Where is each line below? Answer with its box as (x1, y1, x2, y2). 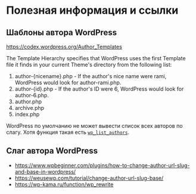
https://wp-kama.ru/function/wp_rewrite (14, 180, 114, 188)
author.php (14, 98, 42, 105)
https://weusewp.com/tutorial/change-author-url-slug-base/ (14, 174, 164, 181)
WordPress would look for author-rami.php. (14, 79, 122, 86)
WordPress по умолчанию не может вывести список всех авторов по (6, 122, 183, 129)
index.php (14, 111, 40, 118)
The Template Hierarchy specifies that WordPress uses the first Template (6, 55, 186, 61)
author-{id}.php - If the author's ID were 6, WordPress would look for (14, 85, 184, 93)
